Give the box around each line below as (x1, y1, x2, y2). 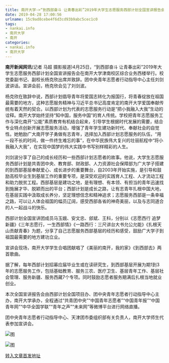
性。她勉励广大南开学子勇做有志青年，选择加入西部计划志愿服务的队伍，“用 (5, 131, 162, 137)
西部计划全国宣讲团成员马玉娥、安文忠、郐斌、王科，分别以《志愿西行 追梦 (5, 215, 161, 221)
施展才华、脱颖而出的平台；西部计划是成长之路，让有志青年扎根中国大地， (9, 185, 164, 191)
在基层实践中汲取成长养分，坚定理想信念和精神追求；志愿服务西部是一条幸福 (5, 192, 164, 198)
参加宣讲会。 (9, 320, 36, 326)
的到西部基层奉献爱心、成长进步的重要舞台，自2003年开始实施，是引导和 (5, 167, 157, 173)
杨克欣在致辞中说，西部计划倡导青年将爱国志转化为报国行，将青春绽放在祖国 (5, 93, 164, 99)
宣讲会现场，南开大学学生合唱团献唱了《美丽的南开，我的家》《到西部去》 (5, 245, 157, 251)
